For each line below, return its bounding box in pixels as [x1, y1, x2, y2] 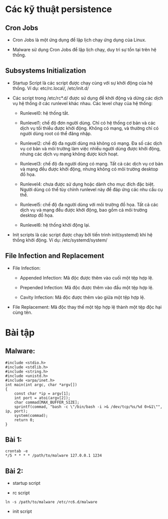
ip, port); [5, 408, 28, 413]
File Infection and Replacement [5, 251, 104, 260]
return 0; [14, 417, 35, 422]
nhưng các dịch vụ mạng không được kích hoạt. [20, 151, 119, 157]
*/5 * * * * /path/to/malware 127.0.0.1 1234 [5, 453, 102, 458]
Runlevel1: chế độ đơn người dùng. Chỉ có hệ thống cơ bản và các [20, 120, 156, 126]
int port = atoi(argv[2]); [14, 395, 71, 400]
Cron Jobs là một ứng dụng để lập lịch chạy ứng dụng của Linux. [12, 37, 146, 43]
